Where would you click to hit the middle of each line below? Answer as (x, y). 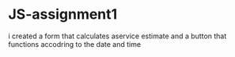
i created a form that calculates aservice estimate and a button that (117, 36)
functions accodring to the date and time (74, 44)
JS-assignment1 (63, 14)
